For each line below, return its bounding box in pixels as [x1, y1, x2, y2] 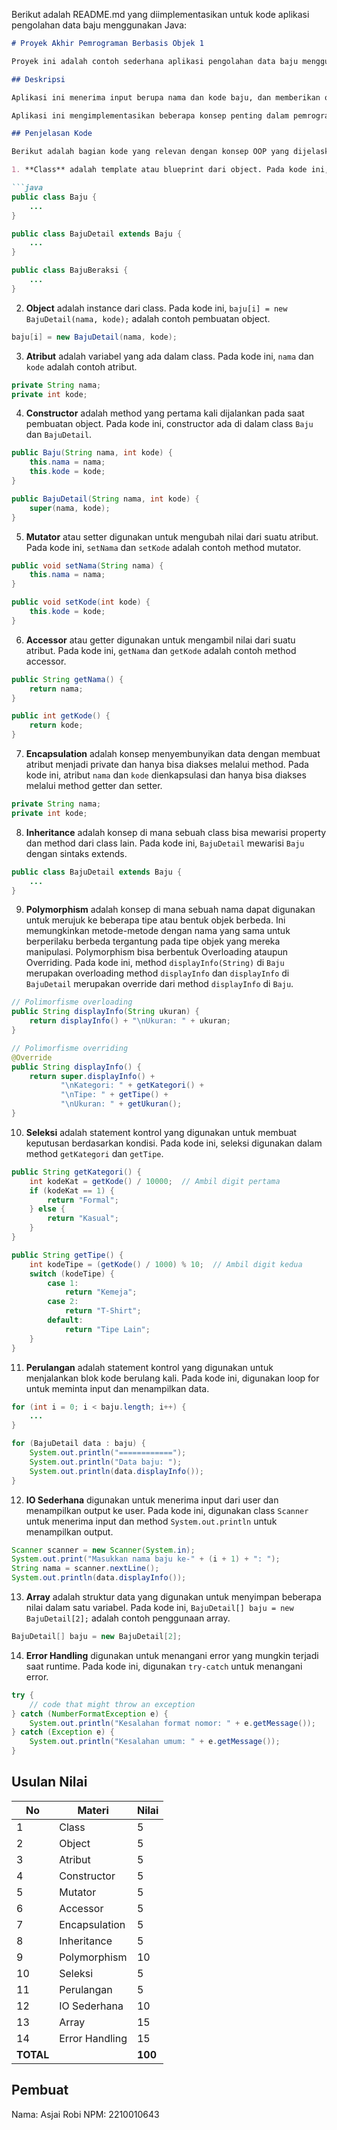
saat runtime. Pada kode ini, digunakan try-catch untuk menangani [25, 1660, 303, 1672]
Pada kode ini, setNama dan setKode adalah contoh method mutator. [25, 541, 302, 553]
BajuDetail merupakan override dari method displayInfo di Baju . [25, 978, 294, 990]
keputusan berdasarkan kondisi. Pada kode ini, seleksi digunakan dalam [25, 1137, 323, 1149]
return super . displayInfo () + [29, 1071, 156, 1081]
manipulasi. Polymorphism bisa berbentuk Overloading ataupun [25, 946, 289, 958]
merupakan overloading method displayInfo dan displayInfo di [25, 967, 290, 979]
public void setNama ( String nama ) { [11, 560, 164, 571]
